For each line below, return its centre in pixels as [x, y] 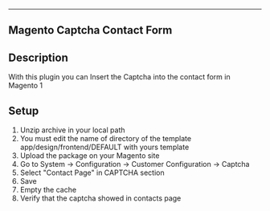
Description [38, 57]
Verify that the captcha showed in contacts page [100, 198]
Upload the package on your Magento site [90, 156]
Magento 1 [25, 86]
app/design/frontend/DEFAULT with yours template [104, 147]
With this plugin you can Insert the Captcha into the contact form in [119, 77]
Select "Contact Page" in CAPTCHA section [92, 172]
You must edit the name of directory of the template [105, 139]
